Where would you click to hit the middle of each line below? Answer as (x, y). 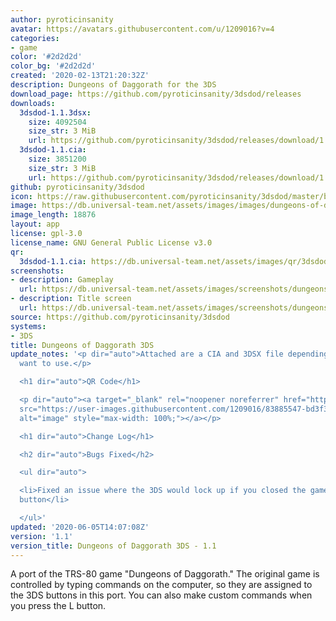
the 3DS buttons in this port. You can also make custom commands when (161, 595)
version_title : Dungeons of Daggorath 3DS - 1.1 (113, 546)
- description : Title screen (71, 299)
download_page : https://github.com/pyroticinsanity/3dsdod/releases (156, 94)
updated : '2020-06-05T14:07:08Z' (80, 527)
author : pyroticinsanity (62, 19)
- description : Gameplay (62, 280)
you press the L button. (58, 606)
